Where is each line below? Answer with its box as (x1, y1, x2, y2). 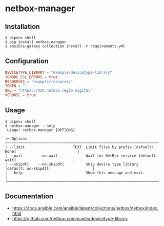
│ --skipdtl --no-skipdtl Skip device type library (5, 162, 139, 166)
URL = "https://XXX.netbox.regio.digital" (5, 88, 93, 93)
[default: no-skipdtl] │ (5, 166, 95, 171)
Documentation (5, 192, 54, 201)
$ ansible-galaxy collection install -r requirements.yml (5, 44, 125, 49)
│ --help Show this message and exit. (5, 170, 145, 175)
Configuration (5, 57, 49, 65)
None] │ (5, 149, 80, 154)
